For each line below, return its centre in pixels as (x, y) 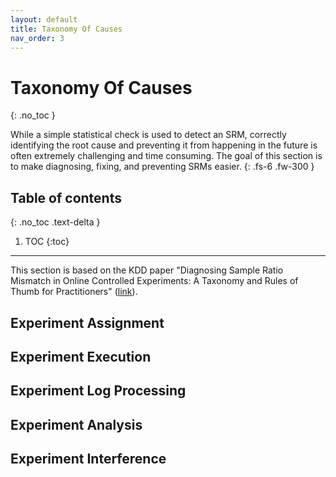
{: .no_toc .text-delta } (55, 222)
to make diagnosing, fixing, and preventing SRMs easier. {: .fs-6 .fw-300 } (162, 167)
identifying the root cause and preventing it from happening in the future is (164, 145)
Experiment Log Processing (98, 391)
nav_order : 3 (37, 38)
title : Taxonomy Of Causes (66, 29)
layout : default (44, 19)
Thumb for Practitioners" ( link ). (74, 292)
